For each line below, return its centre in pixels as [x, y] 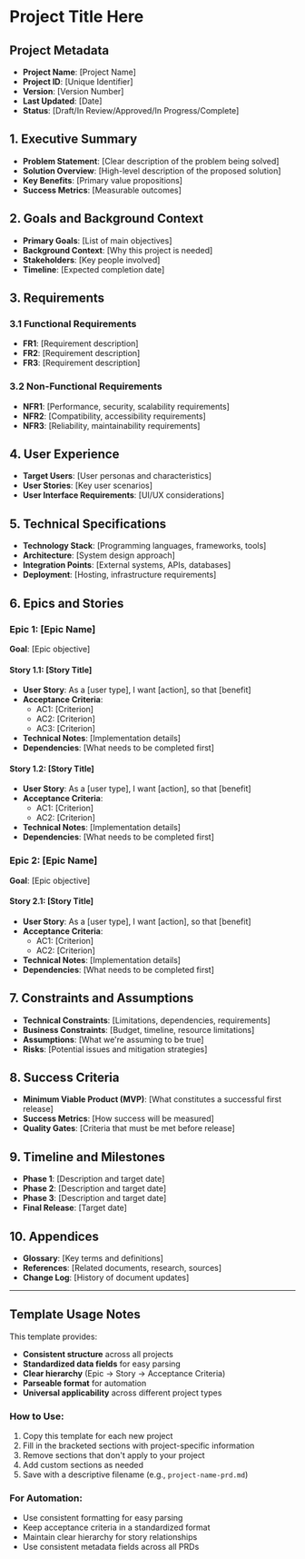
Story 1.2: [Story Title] [52, 769]
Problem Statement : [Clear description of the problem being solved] [151, 161]
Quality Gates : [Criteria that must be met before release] [128, 1128]
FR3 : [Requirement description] [81, 363]
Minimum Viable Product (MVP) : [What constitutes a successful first [152, 1099]
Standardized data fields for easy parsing [102, 1364]
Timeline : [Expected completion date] [93, 269]
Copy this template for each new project [98, 1436]
